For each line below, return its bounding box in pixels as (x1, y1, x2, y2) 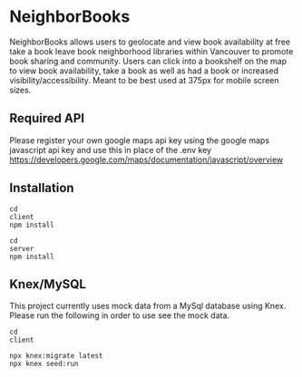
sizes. (9, 84, 32, 95)
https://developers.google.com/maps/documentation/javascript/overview (9, 154, 284, 165)
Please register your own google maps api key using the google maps (9, 134, 270, 146)
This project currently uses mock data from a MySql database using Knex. (9, 301, 287, 312)
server (9, 244, 34, 253)
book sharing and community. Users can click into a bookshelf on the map (9, 55, 287, 66)
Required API (9, 111, 84, 126)
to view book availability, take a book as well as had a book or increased (9, 65, 279, 76)
